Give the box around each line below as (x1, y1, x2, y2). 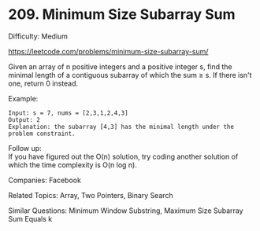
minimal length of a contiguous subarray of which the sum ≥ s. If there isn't (8, 70, 252, 79)
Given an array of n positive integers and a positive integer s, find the (8, 61, 232, 71)
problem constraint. (8, 130, 76, 137)
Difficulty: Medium (8, 31, 69, 41)
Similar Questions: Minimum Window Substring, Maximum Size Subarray (8, 206, 243, 215)
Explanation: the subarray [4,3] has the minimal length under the (8, 123, 235, 130)
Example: (8, 93, 39, 103)
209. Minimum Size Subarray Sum (8, 5, 236, 24)
